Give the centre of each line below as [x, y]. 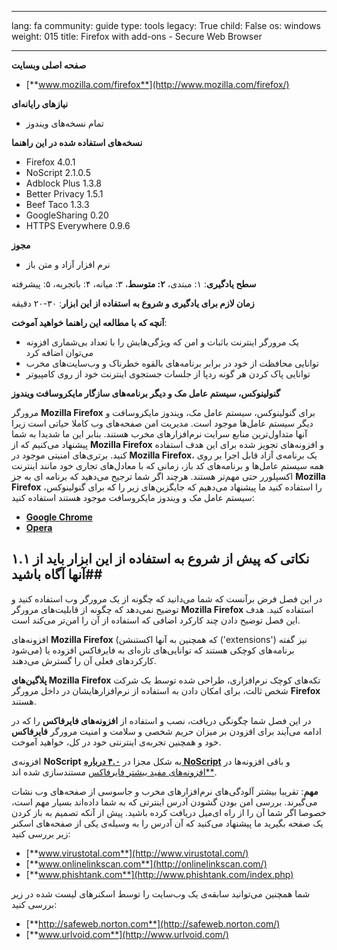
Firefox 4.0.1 [50, 162]
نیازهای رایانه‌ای [40, 104]
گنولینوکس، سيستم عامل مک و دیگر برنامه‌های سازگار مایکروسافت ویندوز [146, 393]
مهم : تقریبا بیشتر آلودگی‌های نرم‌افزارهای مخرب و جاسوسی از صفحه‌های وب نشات [165, 791]
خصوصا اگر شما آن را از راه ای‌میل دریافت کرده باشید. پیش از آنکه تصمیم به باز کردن [169, 812]
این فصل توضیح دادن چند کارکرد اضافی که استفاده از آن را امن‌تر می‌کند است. [156, 620]
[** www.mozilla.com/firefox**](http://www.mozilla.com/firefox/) [157, 84]
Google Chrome [59, 517]
